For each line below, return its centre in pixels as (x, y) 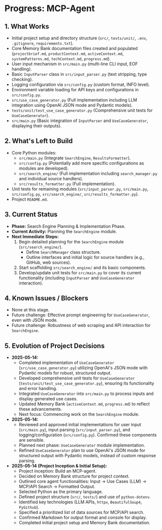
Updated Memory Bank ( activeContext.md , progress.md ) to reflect (84, 404)
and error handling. (38, 389)
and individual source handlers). (51, 178)
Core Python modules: (34, 153)
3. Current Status (31, 214)
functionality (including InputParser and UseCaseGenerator (77, 278)
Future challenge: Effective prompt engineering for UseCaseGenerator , (81, 315)
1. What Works (27, 26)
